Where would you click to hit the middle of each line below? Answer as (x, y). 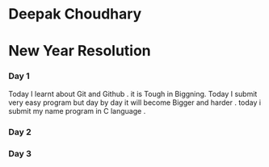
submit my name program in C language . (77, 111)
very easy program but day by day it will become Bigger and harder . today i (134, 102)
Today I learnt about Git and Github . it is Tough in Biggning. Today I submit (133, 94)
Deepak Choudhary (75, 14)
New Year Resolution (80, 51)
